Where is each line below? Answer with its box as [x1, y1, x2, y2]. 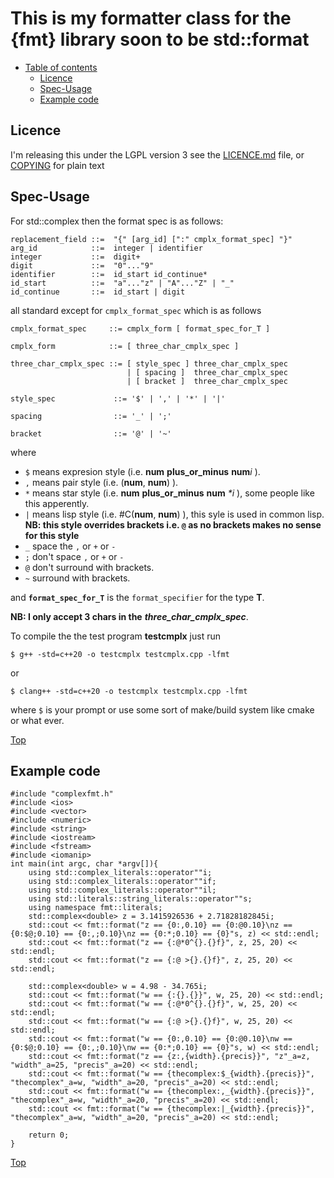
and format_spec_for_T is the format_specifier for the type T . [10, 591, 265, 603]
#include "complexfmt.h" [10, 789, 114, 799]
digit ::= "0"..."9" [10, 260, 155, 271]
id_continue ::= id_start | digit [10, 287, 186, 297]
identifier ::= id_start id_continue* [10, 269, 208, 279]
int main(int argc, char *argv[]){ [10, 859, 159, 869]
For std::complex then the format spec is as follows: [10, 215, 224, 227]
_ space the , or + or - [24, 540, 117, 552]
